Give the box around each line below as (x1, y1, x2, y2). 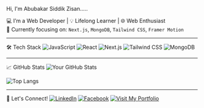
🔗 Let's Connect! (6, 95, 49, 102)
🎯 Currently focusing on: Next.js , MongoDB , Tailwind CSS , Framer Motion (6, 26, 184, 33)
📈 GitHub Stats (6, 63, 45, 71)
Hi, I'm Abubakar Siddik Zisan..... (6, 5, 88, 12)
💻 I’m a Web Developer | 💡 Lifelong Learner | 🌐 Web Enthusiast (6, 17, 166, 24)
